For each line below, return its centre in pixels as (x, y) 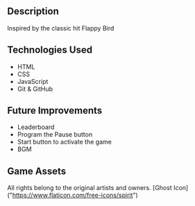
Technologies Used (50, 50)
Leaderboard (36, 127)
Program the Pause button (55, 135)
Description (33, 11)
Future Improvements (55, 111)
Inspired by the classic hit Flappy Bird (61, 28)
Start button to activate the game (65, 142)
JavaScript (33, 81)
